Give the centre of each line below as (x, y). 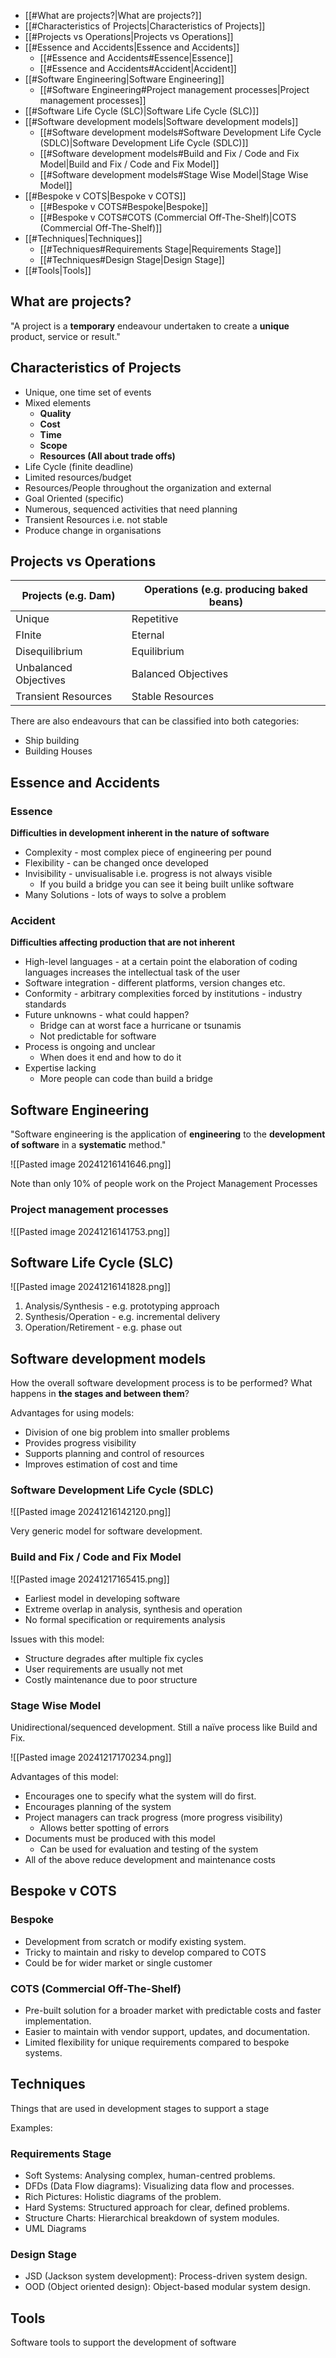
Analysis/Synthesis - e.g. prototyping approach (122, 1306)
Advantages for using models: (72, 1413)
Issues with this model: (57, 1639)
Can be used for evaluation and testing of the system (149, 1849)
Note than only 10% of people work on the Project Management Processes (164, 1184)
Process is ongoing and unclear (90, 1047)
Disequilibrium (49, 652)
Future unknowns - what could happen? (107, 1015)
